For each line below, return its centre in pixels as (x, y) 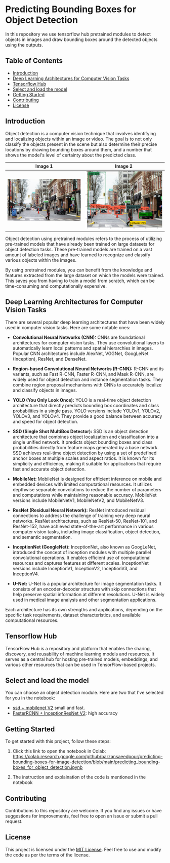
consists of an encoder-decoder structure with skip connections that (84, 589)
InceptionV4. (26, 574)
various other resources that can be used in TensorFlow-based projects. (81, 664)
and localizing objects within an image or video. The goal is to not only (79, 139)
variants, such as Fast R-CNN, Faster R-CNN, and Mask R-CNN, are (83, 374)
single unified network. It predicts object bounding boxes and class (82, 442)
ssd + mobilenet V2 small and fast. (49, 708)
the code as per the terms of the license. (48, 855)
